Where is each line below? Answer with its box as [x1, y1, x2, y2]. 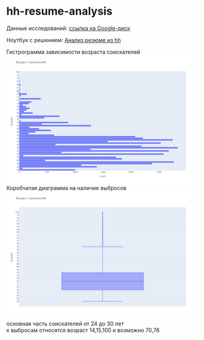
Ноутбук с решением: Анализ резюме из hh [6, 36, 121, 43]
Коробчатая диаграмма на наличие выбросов [6, 184, 127, 191]
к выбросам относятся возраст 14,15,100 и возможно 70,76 [6, 327, 160, 334]
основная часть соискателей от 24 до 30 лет [6, 320, 124, 328]
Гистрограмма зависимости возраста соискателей [6, 48, 140, 56]
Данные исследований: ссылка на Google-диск [6, 24, 131, 32]
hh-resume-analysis [6, 4, 113, 18]
